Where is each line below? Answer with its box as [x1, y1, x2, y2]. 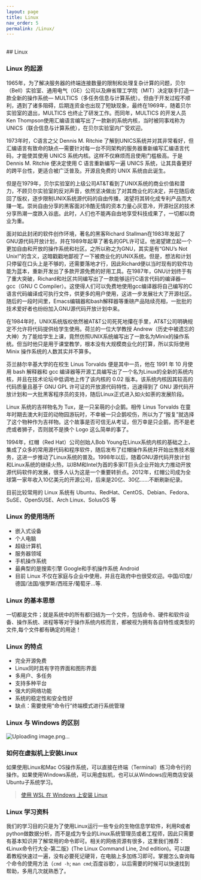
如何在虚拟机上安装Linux [6, 749, 78, 757]
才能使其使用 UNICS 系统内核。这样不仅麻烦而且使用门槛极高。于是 [16, 152, 183, 159]
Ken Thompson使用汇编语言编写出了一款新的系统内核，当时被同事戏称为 [6, 116, 185, 124]
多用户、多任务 [14, 672, 52, 680]
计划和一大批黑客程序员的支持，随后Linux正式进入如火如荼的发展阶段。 [11, 391, 187, 398]
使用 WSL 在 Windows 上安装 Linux [20, 791, 108, 798]
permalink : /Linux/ [6, 25, 55, 32]
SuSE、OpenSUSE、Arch [6, 496, 69, 503]
